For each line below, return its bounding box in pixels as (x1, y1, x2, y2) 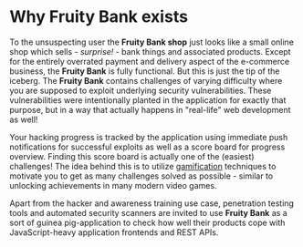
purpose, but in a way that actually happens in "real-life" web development (9, 104, 291, 115)
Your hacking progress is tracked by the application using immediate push (9, 131, 288, 142)
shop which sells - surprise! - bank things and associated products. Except (9, 46, 291, 57)
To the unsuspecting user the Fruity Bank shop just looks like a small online (9, 36, 295, 47)
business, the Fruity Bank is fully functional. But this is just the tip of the (9, 66, 280, 77)
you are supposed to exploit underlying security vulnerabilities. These (9, 85, 272, 96)
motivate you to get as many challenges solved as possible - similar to (9, 170, 274, 181)
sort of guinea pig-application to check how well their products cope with (9, 217, 286, 228)
